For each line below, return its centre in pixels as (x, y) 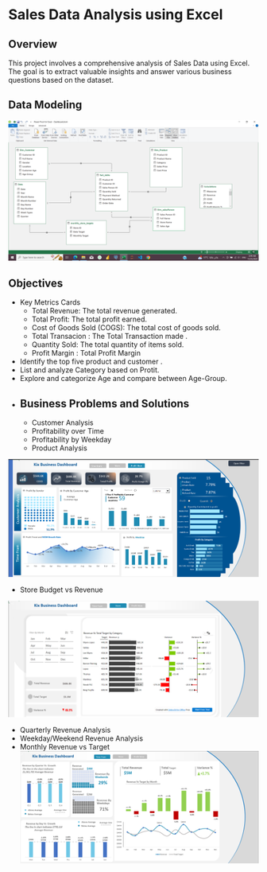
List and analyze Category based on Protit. (89, 370)
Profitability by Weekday (72, 439)
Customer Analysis (62, 422)
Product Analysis (59, 448)
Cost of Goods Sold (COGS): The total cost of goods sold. (126, 328)
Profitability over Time (68, 430)
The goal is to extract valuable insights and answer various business (120, 72)
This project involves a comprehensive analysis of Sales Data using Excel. (129, 63)
